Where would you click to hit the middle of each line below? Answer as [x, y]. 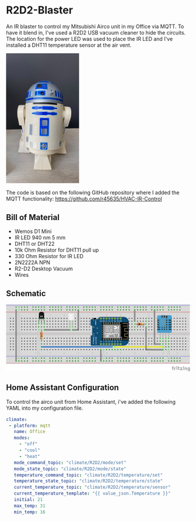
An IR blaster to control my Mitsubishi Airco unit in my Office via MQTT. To [95, 26]
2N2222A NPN [32, 263]
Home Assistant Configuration [63, 388]
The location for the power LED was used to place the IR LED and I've [90, 39]
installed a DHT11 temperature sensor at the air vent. [69, 45]
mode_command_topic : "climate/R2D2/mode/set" [70, 462]
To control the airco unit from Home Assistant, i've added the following [91, 402]
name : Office [29, 432]
